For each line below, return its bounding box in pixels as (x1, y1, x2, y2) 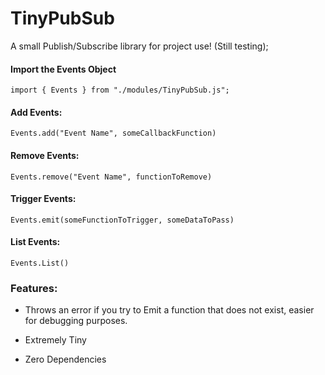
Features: (10, 281, 58, 295)
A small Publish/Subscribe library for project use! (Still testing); (10, 40, 269, 52)
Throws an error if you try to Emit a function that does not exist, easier (24, 304, 315, 316)
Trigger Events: (10, 193, 77, 205)
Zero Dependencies (24, 353, 107, 366)
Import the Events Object (10, 63, 117, 75)
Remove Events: (10, 149, 80, 161)
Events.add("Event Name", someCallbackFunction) (10, 128, 217, 139)
